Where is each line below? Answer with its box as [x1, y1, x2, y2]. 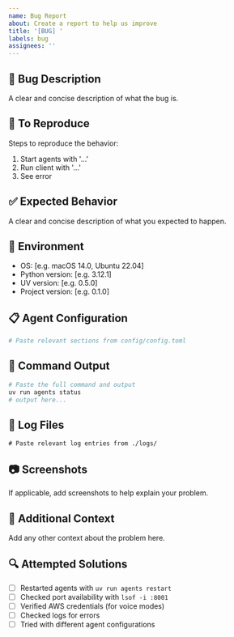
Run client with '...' [19, 163, 81, 172]
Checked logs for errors [19, 610, 100, 620]
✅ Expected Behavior [8, 195, 118, 209]
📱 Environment [8, 240, 84, 253]
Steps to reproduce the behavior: [8, 138, 119, 148]
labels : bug [8, 34, 49, 43]
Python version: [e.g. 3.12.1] [19, 270, 112, 279]
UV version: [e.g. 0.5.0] [19, 278, 98, 288]
